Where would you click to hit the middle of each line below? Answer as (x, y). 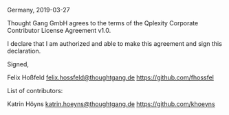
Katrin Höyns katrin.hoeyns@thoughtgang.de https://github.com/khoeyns (111, 104)
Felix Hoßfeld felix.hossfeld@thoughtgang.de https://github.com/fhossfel (111, 77)
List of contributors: (35, 91)
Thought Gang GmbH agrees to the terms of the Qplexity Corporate (103, 23)
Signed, (18, 64)
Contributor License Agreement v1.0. (59, 30)
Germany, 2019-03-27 (39, 10)
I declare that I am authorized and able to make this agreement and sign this (115, 43)
